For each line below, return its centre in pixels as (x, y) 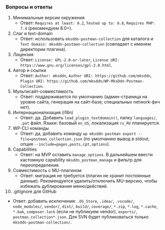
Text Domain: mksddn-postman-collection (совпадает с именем (85, 44)
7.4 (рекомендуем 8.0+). (46, 28)
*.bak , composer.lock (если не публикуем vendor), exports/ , (75, 212)
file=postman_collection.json (51, 139)
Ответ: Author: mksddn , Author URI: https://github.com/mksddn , (86, 76)
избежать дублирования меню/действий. (64, 186)
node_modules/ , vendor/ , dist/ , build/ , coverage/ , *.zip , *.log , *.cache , (85, 206)
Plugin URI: (32, 81)
